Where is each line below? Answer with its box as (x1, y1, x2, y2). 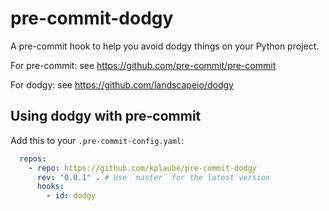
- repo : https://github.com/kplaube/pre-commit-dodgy (28, 163, 257, 173)
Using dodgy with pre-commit (10, 108, 202, 125)
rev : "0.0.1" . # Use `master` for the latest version (36, 172, 271, 182)
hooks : (36, 182, 65, 192)
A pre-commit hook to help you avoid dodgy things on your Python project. (10, 40, 320, 52)
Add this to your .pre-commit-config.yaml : (10, 134, 185, 146)
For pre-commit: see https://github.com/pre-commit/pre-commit (10, 59, 277, 71)
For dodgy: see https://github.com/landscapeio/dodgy (10, 78, 234, 91)
